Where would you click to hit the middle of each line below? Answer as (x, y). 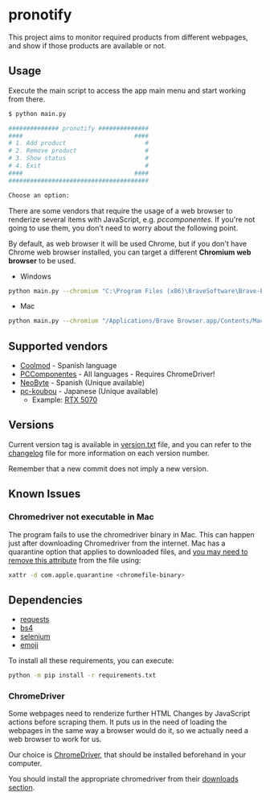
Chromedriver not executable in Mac (81, 517)
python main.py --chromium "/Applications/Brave (91, 321)
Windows (35, 276)
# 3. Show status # (79, 159)
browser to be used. (42, 260)
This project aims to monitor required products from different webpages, (128, 37)
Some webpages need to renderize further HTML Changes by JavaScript (129, 714)
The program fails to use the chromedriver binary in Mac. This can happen (131, 534)
